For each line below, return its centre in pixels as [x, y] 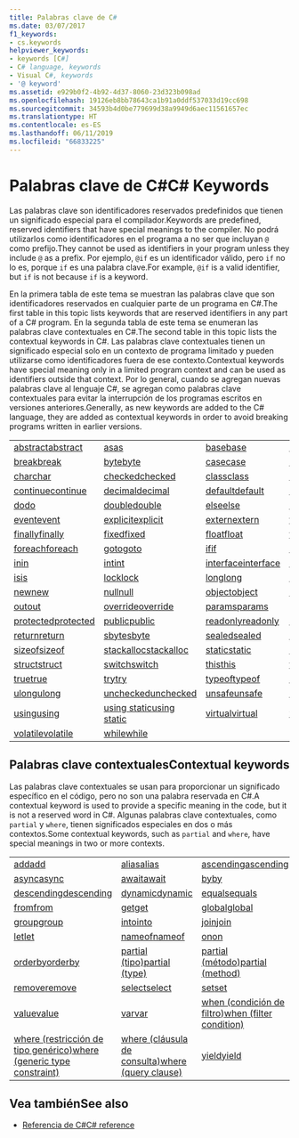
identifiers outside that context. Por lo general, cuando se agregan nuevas [145, 378]
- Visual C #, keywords [51, 76]
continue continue [50, 491]
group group [39, 922]
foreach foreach [46, 549]
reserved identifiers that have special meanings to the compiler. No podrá [144, 229]
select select [146, 988]
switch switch [131, 664]
